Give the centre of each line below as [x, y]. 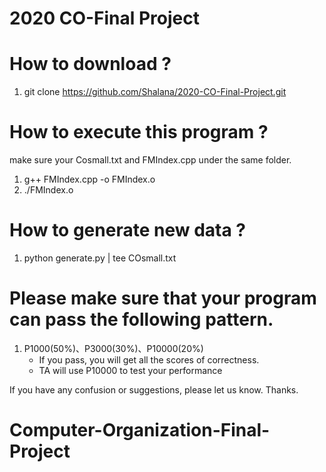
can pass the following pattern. [141, 319]
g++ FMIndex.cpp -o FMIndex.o [89, 179]
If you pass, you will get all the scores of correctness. [149, 359]
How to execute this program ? [139, 132]
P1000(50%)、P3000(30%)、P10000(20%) [113, 348]
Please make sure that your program [163, 298]
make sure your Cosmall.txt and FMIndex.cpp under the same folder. [150, 160]
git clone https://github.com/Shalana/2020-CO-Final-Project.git [155, 92]
